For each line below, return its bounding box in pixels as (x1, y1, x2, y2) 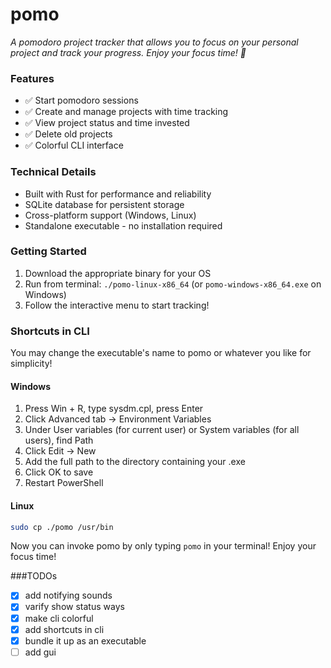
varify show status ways (24, 601, 125, 613)
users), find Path (24, 434, 94, 447)
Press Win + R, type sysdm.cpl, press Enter (24, 403, 204, 415)
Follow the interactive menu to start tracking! (24, 299, 210, 311)
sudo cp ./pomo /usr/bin (10, 522, 114, 532)
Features (10, 71, 55, 85)
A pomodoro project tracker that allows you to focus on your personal (10, 36, 299, 48)
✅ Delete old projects (24, 128, 113, 140)
